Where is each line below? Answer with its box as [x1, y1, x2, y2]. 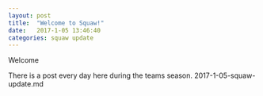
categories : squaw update [8, 33, 93, 42]
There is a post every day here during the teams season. [8, 71, 192, 80]
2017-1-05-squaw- [193, 71, 256, 80]
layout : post [8, 11, 51, 20]
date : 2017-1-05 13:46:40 [8, 26, 101, 34]
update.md [8, 79, 44, 89]
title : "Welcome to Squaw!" [8, 19, 105, 27]
